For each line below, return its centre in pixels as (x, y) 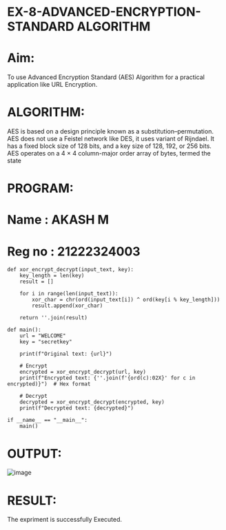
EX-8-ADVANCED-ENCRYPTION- (104, 12)
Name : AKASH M (58, 220)
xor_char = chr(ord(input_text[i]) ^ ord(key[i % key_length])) (126, 300)
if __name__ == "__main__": (48, 421)
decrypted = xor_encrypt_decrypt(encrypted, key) (92, 402)
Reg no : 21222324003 (74, 251)
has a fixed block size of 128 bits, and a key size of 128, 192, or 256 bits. (110, 146)
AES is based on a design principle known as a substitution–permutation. (110, 131)
